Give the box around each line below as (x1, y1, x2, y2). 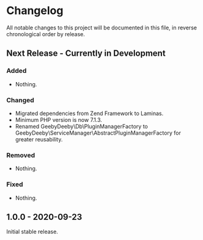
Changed (6, 96, 35, 104)
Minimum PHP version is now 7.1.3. (15, 116, 103, 123)
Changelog (6, 4, 64, 18)
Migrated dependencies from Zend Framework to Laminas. (15, 110, 164, 117)
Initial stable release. (6, 228, 58, 236)
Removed (6, 151, 35, 159)
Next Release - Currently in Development (6, 48, 166, 59)
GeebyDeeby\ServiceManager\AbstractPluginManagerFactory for (15, 129, 182, 137)
